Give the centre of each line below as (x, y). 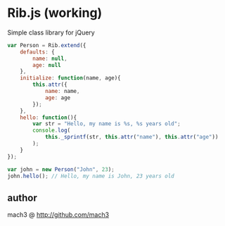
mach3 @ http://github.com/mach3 (58, 215)
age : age (58, 98)
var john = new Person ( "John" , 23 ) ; (61, 169)
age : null (47, 65)
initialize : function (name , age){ (70, 78)
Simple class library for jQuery (51, 32)
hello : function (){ (49, 118)
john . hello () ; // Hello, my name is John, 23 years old (91, 176)
